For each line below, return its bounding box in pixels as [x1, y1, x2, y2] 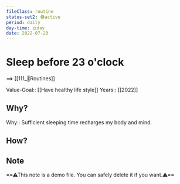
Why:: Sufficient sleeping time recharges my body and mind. [6, 118, 152, 126]
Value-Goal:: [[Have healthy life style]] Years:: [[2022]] [6, 86, 138, 94]
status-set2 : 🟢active [6, 14, 60, 20]
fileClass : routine [6, 8, 54, 15]
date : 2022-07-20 [6, 30, 49, 36]
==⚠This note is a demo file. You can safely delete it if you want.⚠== [6, 171, 175, 179]
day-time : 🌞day [6, 25, 45, 31]
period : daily [6, 19, 41, 25]
